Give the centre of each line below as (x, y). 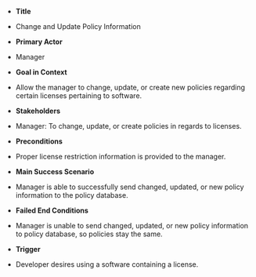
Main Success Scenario (55, 171)
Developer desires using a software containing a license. (107, 264)
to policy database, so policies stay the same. (89, 234)
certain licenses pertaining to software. (79, 96)
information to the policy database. (72, 195)
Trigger (28, 249)
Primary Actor (39, 42)
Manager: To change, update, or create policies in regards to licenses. (128, 126)
